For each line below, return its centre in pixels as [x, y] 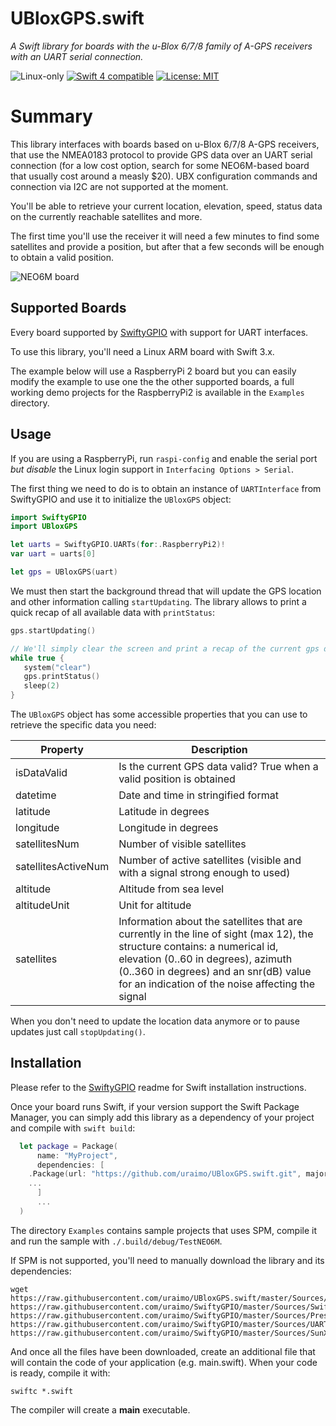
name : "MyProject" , [77, 1155]
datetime [36, 795]
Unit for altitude [155, 905]
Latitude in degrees [164, 811]
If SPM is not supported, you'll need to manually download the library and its [167, 1260]
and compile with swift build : [73, 1128]
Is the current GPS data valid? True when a [218, 766]
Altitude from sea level [171, 889]
